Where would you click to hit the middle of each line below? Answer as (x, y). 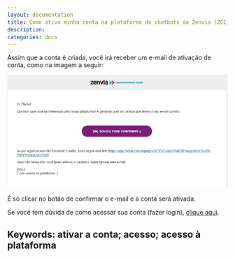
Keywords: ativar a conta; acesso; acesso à (104, 234)
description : (26, 29)
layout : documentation (40, 15)
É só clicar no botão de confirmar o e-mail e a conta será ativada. (101, 199)
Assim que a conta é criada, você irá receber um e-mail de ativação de (109, 58)
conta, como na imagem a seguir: (55, 65)
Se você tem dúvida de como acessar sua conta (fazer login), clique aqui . (113, 213)
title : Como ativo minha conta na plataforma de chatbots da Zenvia (109, 22)
